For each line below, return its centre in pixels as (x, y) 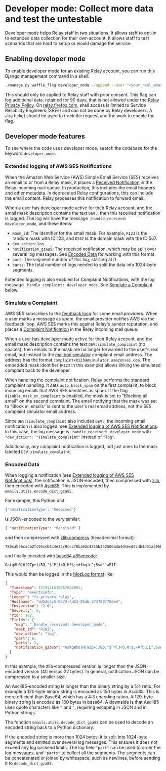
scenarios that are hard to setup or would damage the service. (68, 43)
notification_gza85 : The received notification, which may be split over (84, 249)
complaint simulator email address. (41, 411)
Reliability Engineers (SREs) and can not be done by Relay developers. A (79, 110)
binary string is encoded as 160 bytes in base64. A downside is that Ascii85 (82, 702)
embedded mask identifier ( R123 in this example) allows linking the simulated (83, 365)
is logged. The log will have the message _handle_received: (66, 218)
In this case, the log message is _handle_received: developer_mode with (78, 432)
